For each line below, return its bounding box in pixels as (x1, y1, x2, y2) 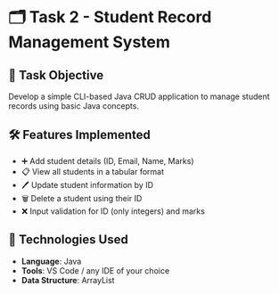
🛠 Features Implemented (8, 127, 151, 143)
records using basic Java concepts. (8, 101, 140, 111)
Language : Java (21, 256, 82, 266)
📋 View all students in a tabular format (21, 166, 164, 176)
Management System (8, 32, 171, 53)
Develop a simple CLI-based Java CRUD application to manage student (8, 91, 270, 102)
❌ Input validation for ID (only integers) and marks (21, 206, 206, 216)
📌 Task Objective (8, 68, 104, 83)
